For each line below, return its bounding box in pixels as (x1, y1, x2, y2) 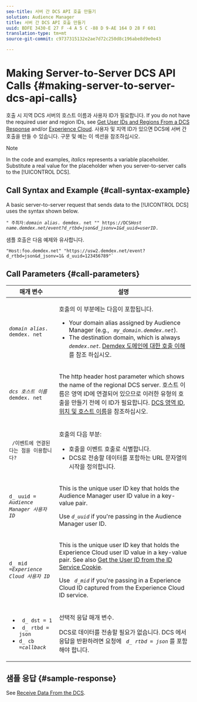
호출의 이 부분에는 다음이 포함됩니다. (59, 304, 154, 313)
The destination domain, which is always (69, 333, 181, 342)
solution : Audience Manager (6, 14, 75, 20)
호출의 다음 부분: (59, 430, 102, 438)
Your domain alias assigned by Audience (69, 319, 181, 327)
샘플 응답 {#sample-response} (6, 673, 117, 683)
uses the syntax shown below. (6, 207, 79, 214)
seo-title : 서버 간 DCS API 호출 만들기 (6, 8, 97, 15)
